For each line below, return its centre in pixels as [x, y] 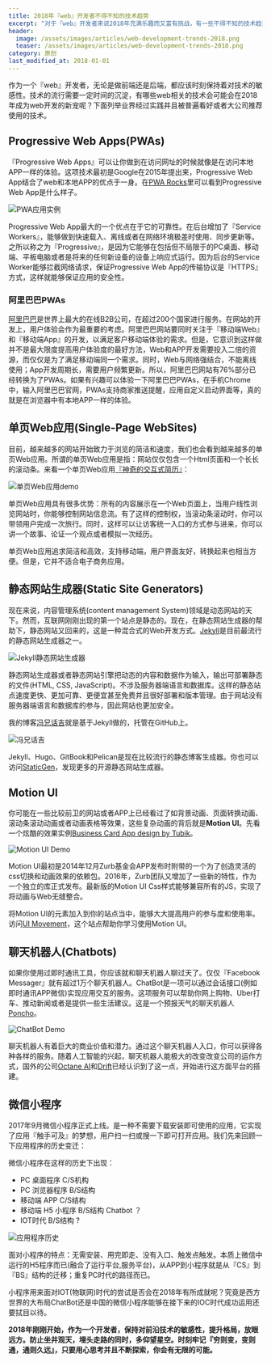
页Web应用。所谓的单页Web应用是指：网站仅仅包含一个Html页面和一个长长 [134, 459]
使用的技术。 [29, 115]
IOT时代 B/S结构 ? [50, 1220]
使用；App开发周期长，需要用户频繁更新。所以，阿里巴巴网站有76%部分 [129, 370]
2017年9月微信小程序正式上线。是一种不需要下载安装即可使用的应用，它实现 [135, 1126]
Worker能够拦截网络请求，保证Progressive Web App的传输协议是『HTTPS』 [135, 267]
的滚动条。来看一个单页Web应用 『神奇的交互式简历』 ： [99, 469]
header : [21, 31]
